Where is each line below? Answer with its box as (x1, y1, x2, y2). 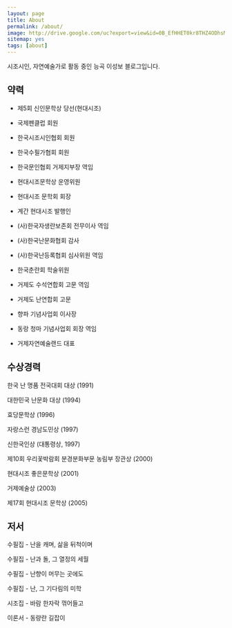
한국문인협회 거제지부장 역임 (17, 163, 94, 171)
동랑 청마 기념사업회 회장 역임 (17, 324, 97, 333)
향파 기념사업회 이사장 (17, 309, 77, 318)
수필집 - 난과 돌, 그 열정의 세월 (7, 555, 89, 564)
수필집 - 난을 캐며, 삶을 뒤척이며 (7, 540, 93, 548)
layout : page (7, 10, 45, 17)
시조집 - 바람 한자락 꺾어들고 (7, 599, 84, 607)
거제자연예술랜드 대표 (17, 339, 75, 347)
